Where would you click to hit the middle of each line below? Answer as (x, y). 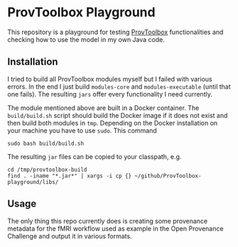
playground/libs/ (33, 182)
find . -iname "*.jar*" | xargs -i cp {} (70, 176)
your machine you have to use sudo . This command (82, 130)
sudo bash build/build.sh (45, 143)
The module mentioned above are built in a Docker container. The (103, 108)
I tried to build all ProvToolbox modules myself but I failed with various (110, 79)
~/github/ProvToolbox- (168, 176)
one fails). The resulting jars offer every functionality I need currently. (110, 94)
